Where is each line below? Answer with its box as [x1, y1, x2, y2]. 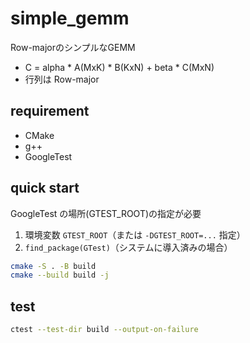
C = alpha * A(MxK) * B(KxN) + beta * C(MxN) [24, 61, 215, 73]
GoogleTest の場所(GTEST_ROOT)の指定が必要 [10, 207, 202, 219]
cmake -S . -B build [10, 261, 97, 271]
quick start [10, 180, 80, 197]
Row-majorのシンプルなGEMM [10, 41, 136, 53]
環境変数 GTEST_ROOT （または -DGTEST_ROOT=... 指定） [24, 228, 246, 241]
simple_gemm [10, 7, 130, 30]
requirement [10, 103, 90, 120]
